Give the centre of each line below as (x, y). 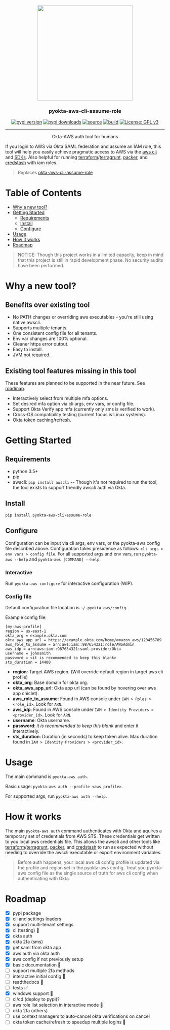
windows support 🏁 (33, 993)
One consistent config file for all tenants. (55, 333)
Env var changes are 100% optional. (50, 339)
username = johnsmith (28, 653)
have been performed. (41, 266)
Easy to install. (28, 350)
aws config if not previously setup (48, 959)
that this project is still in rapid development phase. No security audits (90, 260)
